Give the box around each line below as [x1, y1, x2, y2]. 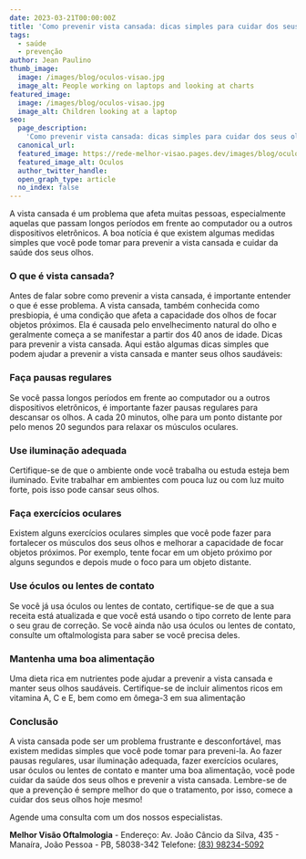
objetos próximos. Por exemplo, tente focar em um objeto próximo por [9, 547, 273, 558]
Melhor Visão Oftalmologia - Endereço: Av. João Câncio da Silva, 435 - [9, 830, 280, 841]
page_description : [17, 124, 88, 133]
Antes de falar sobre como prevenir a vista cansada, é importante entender [9, 290, 291, 301]
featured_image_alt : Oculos [17, 157, 125, 167]
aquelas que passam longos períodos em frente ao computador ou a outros [9, 218, 293, 229]
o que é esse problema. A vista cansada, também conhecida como [9, 300, 260, 311]
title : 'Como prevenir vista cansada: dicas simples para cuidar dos [9, 22, 280, 31]
